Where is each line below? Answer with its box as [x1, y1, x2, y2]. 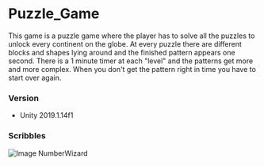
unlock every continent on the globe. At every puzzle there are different [8, 39, 242, 48]
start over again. [8, 73, 62, 82]
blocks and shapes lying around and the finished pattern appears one [8, 47, 235, 57]
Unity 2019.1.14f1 [19, 111, 74, 120]
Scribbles [8, 130, 46, 141]
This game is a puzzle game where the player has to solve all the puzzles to [8, 31, 255, 40]
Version [8, 92, 40, 104]
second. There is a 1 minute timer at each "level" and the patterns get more [8, 56, 254, 66]
